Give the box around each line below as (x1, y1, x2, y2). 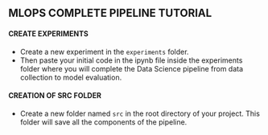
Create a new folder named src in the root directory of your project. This (19, 108, 260, 118)
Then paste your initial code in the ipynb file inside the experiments (19, 55, 243, 65)
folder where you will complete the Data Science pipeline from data (19, 63, 244, 73)
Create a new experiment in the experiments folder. (19, 47, 189, 56)
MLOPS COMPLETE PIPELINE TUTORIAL (8, 6, 212, 20)
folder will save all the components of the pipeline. (19, 117, 188, 127)
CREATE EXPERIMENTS (8, 28, 89, 39)
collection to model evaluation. (19, 72, 122, 82)
